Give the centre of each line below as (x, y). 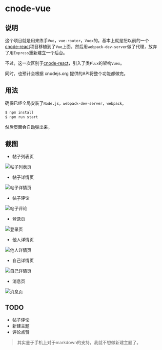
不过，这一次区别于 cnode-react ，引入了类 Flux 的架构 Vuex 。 (65, 63)
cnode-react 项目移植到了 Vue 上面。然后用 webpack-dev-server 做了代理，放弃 (81, 47)
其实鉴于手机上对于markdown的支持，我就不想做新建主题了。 (79, 343)
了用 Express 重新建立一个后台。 (36, 53)
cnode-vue (28, 9)
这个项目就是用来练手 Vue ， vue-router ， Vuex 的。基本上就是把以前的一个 (77, 40)
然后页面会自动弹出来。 (29, 127)
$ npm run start (21, 117)
